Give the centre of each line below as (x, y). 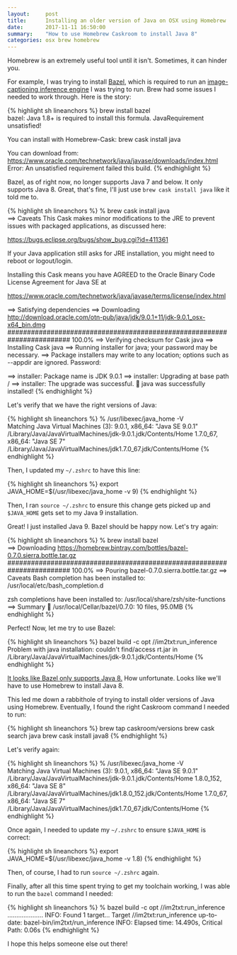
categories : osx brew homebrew (53, 40)
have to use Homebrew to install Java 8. (65, 686)
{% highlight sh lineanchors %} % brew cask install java (88, 211)
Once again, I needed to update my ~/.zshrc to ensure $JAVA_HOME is (107, 830)
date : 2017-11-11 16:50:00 (57, 27)
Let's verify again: (34, 750)
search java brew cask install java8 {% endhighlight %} (88, 736)
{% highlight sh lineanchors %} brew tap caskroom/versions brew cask (111, 729)
